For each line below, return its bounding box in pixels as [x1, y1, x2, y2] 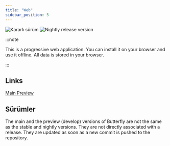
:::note [5, 36, 19, 43]
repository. [5, 135, 28, 141]
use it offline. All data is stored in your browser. [5, 52, 105, 58]
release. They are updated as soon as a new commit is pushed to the [5, 129, 151, 136]
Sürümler [5, 105, 36, 113]
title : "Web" [5, 7, 33, 13]
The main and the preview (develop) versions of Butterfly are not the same [5, 118, 162, 124]
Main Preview [5, 90, 34, 96]
